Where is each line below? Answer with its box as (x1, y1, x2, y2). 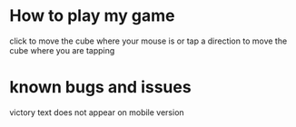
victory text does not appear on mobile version (9, 106, 184, 118)
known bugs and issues (9, 77, 192, 98)
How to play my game (9, 5, 175, 26)
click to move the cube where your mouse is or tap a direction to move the (9, 35, 288, 46)
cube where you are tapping (9, 44, 115, 55)
